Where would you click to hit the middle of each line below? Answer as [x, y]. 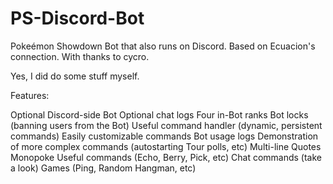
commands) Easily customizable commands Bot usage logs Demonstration [164, 136]
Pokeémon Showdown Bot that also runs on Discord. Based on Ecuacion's [163, 46]
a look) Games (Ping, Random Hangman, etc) [103, 168]
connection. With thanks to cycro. [80, 56]
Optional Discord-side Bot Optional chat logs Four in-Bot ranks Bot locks [159, 114]
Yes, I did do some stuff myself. [75, 76]
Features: [30, 95]
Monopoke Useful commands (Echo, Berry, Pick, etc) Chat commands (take [166, 157]
